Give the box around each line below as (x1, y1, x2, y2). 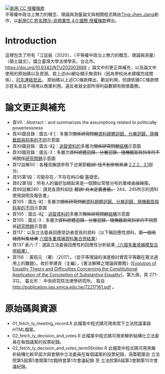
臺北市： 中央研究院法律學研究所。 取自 (25, 278, 105, 284)
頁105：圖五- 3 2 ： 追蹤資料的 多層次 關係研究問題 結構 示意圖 (12, 211, 130, 217)
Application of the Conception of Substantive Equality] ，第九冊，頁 (12, 271, 148, 277)
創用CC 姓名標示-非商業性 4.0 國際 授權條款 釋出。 (18, 18, 119, 23)
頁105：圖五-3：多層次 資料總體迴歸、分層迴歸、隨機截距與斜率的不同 (12, 217, 153, 223)
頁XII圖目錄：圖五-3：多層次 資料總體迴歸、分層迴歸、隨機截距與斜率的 (12, 149, 156, 155)
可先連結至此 (16, 76, 42, 82)
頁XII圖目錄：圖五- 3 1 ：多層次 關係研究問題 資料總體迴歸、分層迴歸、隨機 (12, 131, 159, 137)
